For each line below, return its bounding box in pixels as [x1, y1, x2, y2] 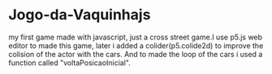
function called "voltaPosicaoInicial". [8, 58, 132, 68]
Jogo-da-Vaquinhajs [8, 6, 151, 24]
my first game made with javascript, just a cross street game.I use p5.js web [8, 32, 262, 42]
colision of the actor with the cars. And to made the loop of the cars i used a [8, 49, 263, 59]
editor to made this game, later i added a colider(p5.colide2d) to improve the [8, 40, 264, 50]
